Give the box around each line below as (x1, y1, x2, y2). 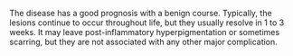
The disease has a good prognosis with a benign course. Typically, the (9, 8, 273, 18)
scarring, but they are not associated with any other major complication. (9, 36, 278, 47)
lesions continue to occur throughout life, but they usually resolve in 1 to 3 (9, 17, 285, 28)
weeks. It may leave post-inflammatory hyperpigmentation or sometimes (9, 27, 280, 37)
